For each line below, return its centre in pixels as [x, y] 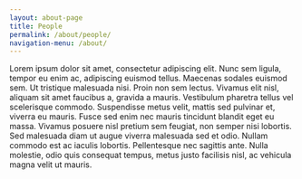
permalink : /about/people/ [60, 34]
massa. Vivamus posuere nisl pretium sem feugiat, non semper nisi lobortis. [151, 127]
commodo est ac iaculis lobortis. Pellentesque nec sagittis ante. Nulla [139, 146]
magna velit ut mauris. [51, 165]
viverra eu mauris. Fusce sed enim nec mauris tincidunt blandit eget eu [142, 117]
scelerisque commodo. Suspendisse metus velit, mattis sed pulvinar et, [142, 107]
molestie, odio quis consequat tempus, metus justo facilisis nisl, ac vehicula [151, 155]
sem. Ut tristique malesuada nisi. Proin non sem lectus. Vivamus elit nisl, [144, 88]
